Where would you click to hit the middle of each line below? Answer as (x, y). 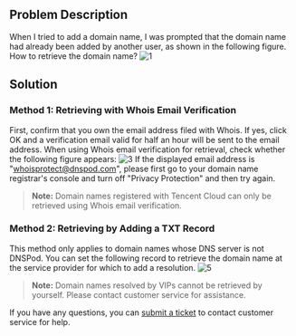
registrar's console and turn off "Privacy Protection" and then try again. (143, 178)
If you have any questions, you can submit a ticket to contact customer (142, 312)
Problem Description (69, 15)
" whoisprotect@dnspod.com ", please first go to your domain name (134, 168)
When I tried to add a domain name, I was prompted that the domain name (148, 36)
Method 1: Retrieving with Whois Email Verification (123, 110)
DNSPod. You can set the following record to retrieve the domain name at (146, 258)
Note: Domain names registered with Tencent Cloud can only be (151, 196)
